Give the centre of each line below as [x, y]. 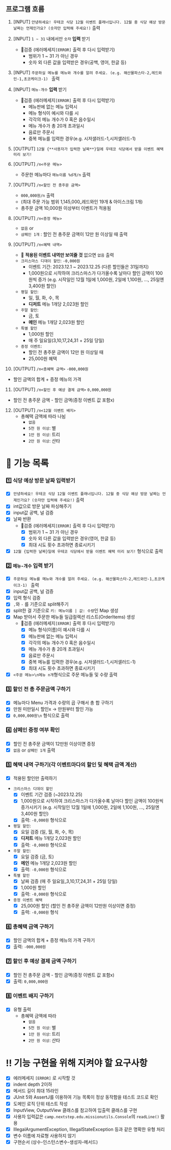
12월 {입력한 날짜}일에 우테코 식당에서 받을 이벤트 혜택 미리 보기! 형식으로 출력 [88, 551]
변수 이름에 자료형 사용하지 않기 [44, 1135]
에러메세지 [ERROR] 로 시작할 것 [44, 1078]
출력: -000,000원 [30, 947]
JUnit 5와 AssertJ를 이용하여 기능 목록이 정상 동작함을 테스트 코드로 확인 [85, 1097]
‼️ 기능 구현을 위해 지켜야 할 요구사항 [77, 1063]
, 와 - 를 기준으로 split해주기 [41, 604]
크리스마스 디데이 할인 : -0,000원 [50, 260]
